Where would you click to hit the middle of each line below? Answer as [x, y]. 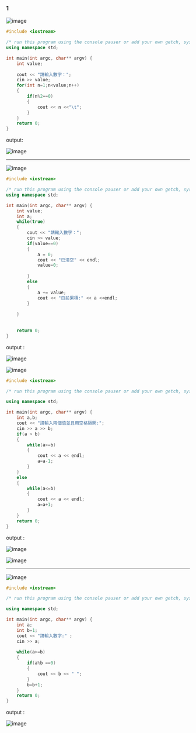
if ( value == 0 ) [43, 243]
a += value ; [52, 292]
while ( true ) [31, 222]
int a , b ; [27, 418]
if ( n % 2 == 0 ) [40, 97]
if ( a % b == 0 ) [42, 663]
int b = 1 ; [27, 630]
